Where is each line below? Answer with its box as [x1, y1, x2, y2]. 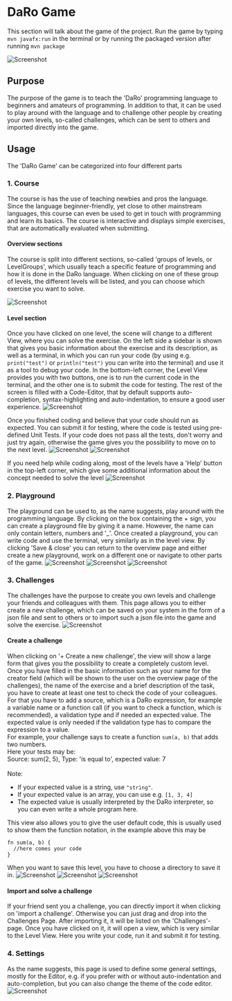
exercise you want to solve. [7, 285, 85, 293]
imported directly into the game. [7, 123, 99, 132]
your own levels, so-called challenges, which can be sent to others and [7, 116, 211, 124]
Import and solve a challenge [7, 887, 93, 895]
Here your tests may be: [7, 748, 76, 756]
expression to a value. [7, 725, 71, 734]
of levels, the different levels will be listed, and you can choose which [7, 278, 206, 286]
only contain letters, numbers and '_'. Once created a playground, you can [7, 529, 218, 537]
